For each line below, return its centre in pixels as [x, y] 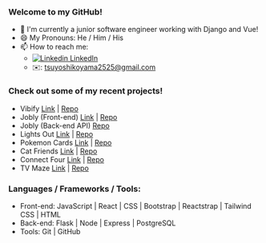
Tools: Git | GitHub [50, 231]
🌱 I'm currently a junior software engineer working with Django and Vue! [139, 30]
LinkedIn [84, 58]
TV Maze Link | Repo [54, 168]
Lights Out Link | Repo [56, 133]
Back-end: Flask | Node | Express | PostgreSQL [98, 223]
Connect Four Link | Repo [62, 159]
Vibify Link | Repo [49, 108]
